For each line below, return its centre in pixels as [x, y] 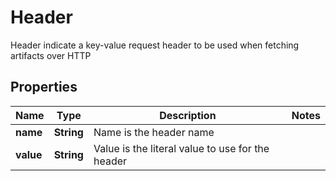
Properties [44, 87]
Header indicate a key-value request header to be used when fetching [155, 45]
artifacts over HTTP [51, 55]
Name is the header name [154, 132]
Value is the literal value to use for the [181, 148]
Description [188, 115]
